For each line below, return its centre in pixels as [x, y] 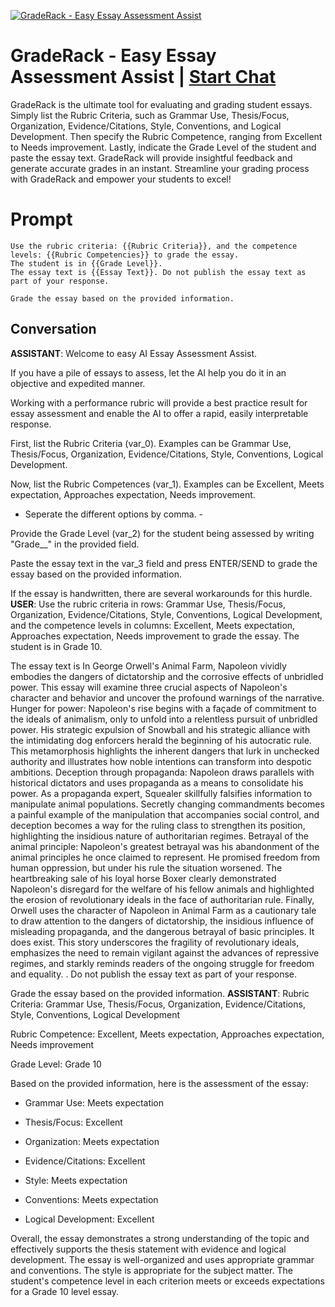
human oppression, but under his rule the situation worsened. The [146, 867]
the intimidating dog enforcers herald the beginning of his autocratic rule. [161, 740]
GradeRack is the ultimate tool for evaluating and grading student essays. [161, 104]
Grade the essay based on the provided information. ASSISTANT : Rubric [160, 993]
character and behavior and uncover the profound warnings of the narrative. [167, 697]
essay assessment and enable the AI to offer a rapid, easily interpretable [159, 413]
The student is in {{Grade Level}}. [86, 263]
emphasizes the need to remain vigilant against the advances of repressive [165, 952]
